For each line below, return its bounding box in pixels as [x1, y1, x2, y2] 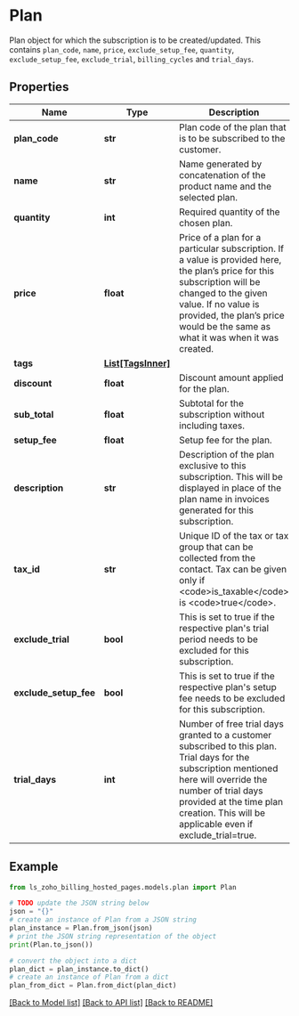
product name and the [179, 180, 271, 192]
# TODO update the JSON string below [9, 898, 149, 908]
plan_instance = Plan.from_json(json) [9, 923, 153, 933]
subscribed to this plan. [179, 740, 278, 752]
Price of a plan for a [179, 231, 262, 243]
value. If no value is [179, 297, 260, 310]
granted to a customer [179, 728, 272, 741]
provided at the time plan [179, 795, 283, 808]
